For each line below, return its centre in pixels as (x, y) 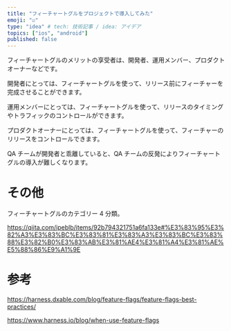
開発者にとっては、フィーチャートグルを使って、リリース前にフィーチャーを (115, 83)
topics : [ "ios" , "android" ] (48, 33)
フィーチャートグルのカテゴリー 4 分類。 (65, 214)
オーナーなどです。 (34, 69)
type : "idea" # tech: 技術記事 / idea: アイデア (74, 26)
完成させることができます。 (46, 92)
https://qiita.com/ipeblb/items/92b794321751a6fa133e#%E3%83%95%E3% (116, 228)
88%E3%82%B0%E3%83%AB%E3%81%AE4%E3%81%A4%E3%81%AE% (115, 242)
